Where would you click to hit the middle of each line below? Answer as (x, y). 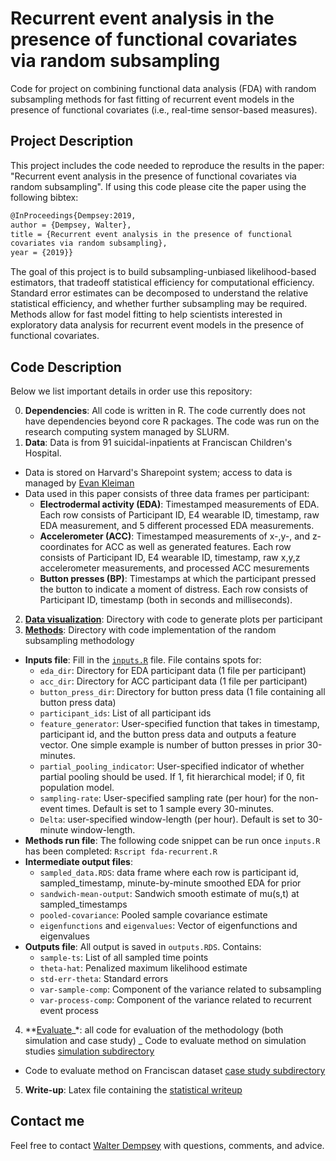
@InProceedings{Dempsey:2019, (73, 215)
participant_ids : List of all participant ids (125, 713)
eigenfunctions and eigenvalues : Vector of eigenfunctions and (168, 925)
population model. (77, 787)
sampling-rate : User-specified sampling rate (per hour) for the (168, 798)
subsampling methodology (79, 640)
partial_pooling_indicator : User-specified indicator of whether (172, 766)
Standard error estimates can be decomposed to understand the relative (159, 293)
